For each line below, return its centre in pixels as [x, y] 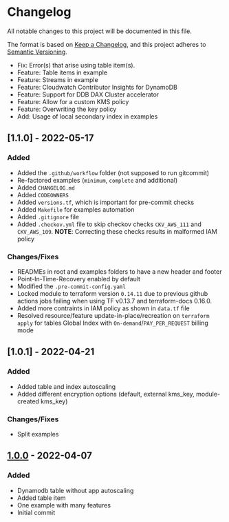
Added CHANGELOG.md [46, 188]
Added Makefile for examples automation [76, 209]
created [28, 401]
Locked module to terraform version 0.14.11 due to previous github [112, 293]
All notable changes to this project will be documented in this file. [100, 31]
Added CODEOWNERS [43, 194]
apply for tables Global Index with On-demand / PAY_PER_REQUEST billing [112, 323]
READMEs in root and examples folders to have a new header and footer [119, 271]
